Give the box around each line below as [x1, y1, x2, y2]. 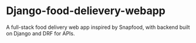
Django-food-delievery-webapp [6, 4, 165, 18]
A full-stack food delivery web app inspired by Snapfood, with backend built [6, 24, 190, 31]
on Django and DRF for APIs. [6, 29, 75, 37]
